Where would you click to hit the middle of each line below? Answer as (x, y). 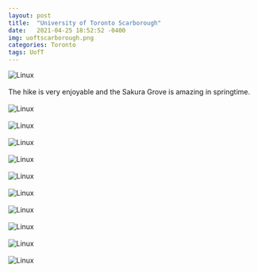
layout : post (30, 15)
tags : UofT (26, 52)
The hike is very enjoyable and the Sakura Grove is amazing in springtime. (129, 92)
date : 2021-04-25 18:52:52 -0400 (67, 30)
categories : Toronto (42, 45)
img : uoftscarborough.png (51, 38)
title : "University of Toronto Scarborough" (85, 23)
